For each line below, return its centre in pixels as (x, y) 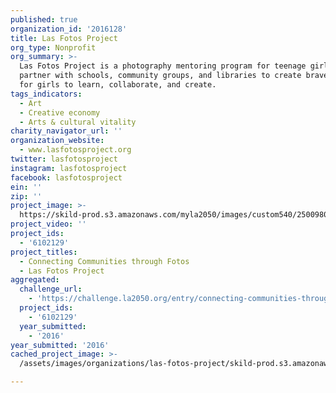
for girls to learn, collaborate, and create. (118, 85)
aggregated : (35, 280)
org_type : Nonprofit (53, 47)
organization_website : (57, 141)
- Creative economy (60, 112)
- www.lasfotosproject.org (75, 150)
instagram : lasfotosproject (69, 168)
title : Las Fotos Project (64, 38)
